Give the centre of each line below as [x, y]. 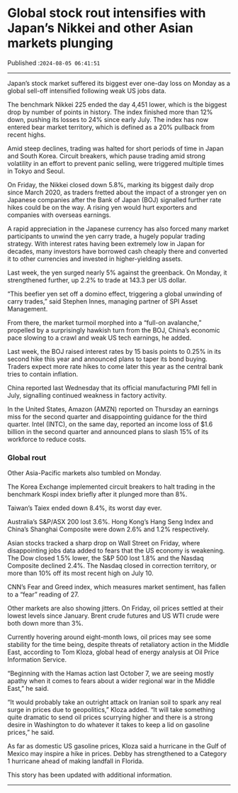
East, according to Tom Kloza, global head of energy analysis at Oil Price [113, 652]
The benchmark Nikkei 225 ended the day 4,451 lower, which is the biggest [117, 104]
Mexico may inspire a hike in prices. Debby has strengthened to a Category [117, 754]
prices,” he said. [31, 733]
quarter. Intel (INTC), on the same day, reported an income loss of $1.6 [110, 424]
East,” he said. [28, 689]
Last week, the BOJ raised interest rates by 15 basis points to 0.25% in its [114, 351]
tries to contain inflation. [43, 374]
